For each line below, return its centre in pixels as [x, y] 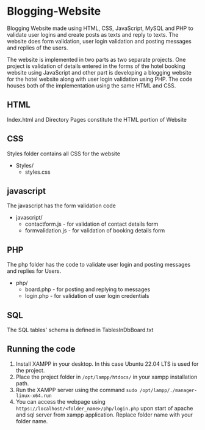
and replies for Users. [34, 271]
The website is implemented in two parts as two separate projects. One [96, 59]
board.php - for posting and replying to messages [88, 289]
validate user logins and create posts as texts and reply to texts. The [93, 34]
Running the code [41, 349]
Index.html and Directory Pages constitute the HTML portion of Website [97, 119]
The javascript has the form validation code [62, 206]
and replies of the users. [38, 48]
